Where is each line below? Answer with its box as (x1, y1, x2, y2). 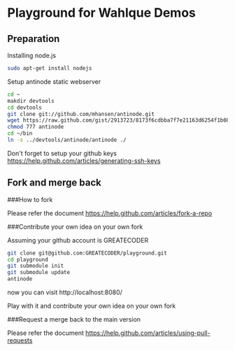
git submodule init (7, 262, 64, 270)
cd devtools (7, 103, 42, 111)
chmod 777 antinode (7, 124, 64, 131)
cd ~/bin (7, 130, 33, 137)
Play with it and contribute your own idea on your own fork (7, 302, 176, 310)
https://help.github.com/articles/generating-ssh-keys (7, 156, 161, 165)
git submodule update (7, 269, 71, 276)
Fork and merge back (7, 177, 101, 189)
